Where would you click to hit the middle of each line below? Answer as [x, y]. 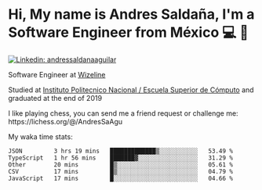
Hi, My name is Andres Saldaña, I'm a [131, 14]
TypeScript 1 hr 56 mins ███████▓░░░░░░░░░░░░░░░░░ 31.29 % [121, 158]
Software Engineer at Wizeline [57, 74]
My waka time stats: [40, 136]
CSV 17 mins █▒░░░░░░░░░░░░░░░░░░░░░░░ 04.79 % [121, 171]
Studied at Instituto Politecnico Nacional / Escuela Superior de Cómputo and [131, 90]
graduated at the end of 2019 [55, 98]
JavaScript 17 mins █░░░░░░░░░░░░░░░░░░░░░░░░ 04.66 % [121, 178]
